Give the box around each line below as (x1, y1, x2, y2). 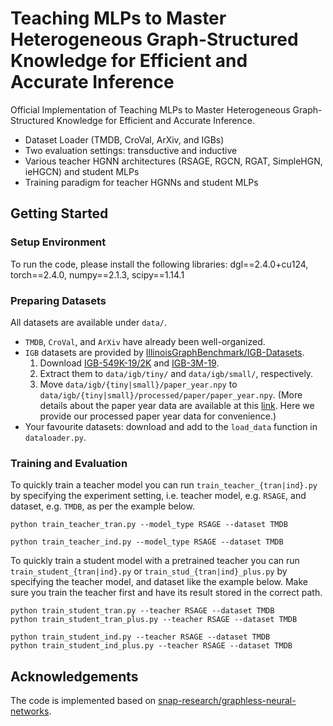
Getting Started (10, 205, 109, 222)
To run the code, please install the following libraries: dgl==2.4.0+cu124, (10, 258, 309, 270)
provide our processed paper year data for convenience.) (39, 410, 277, 422)
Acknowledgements (10, 668, 139, 685)
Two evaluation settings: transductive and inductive (24, 144, 238, 156)
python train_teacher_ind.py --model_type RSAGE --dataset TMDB (10, 537, 284, 547)
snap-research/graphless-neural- (158, 695, 297, 707)
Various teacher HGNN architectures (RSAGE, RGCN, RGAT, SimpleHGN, (24, 155, 323, 167)
